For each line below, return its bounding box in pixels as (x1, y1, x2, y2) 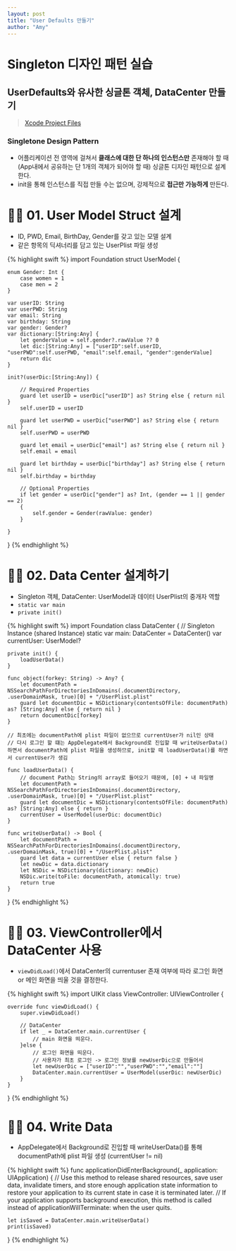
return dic (20, 355, 52, 362)
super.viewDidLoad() (20, 1009, 80, 1017)
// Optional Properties (20, 485, 90, 492)
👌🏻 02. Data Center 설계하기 (7, 567, 170, 583)
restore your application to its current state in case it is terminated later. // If (7, 1188, 227, 1197)
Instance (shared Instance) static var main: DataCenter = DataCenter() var (7, 629, 222, 637)
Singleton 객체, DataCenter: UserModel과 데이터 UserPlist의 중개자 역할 (17, 592, 221, 600)
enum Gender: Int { (7, 268, 65, 275)
